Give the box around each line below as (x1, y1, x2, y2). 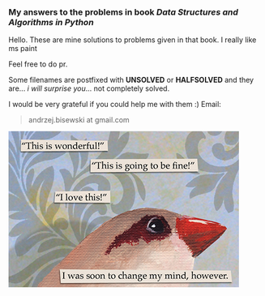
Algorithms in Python (8, 16, 95, 28)
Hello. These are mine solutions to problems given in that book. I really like (8, 35, 257, 45)
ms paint (8, 44, 38, 54)
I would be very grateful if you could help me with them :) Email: (8, 100, 221, 109)
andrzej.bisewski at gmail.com (28, 115, 130, 125)
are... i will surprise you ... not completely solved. (8, 84, 170, 93)
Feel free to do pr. (8, 59, 68, 69)
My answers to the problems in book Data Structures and (8, 6, 239, 18)
